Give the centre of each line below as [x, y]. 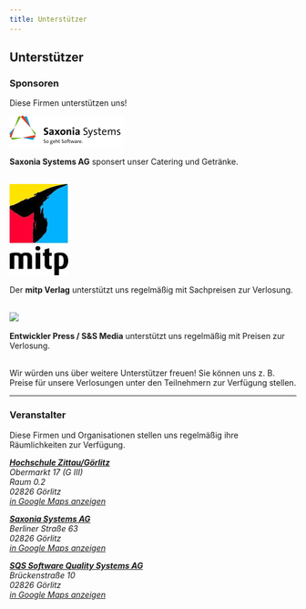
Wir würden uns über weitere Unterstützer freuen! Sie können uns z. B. [142, 373]
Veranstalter [38, 415]
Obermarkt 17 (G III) [46, 472]
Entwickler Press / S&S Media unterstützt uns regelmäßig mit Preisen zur [147, 336]
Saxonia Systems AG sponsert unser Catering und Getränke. [124, 162]
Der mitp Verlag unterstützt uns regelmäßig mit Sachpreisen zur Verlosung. [151, 290]
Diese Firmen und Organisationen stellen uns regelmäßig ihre [124, 435]
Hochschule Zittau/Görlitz [60, 462]
